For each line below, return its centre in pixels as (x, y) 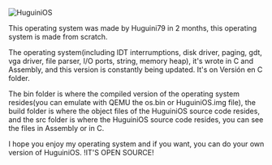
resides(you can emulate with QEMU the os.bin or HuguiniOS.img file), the (132, 102)
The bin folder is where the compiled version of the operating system (124, 94)
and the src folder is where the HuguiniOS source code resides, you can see (136, 120)
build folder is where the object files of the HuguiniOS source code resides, (134, 111)
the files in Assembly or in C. (56, 128)
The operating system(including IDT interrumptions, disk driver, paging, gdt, (135, 52)
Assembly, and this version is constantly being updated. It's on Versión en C (136, 70)
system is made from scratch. (58, 37)
